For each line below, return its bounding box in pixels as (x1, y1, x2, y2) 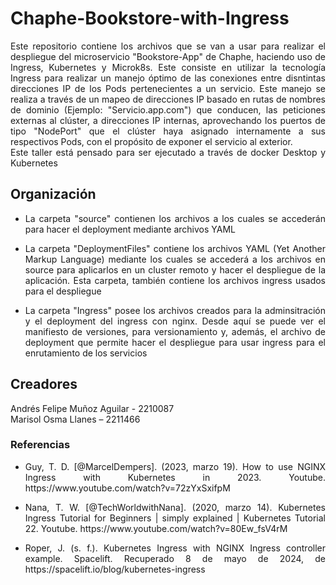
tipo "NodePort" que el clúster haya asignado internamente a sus (10, 125, 326, 137)
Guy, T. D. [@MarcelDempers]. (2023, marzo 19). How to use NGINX (24, 460, 326, 472)
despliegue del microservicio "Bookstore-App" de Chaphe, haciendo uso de (10, 50, 326, 62)
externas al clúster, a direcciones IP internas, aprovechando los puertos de (10, 114, 326, 126)
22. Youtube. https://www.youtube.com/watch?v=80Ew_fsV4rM (24, 522, 288, 534)
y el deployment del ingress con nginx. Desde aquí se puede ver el (24, 315, 326, 327)
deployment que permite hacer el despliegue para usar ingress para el (24, 336, 326, 348)
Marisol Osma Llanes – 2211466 (10, 413, 141, 425)
